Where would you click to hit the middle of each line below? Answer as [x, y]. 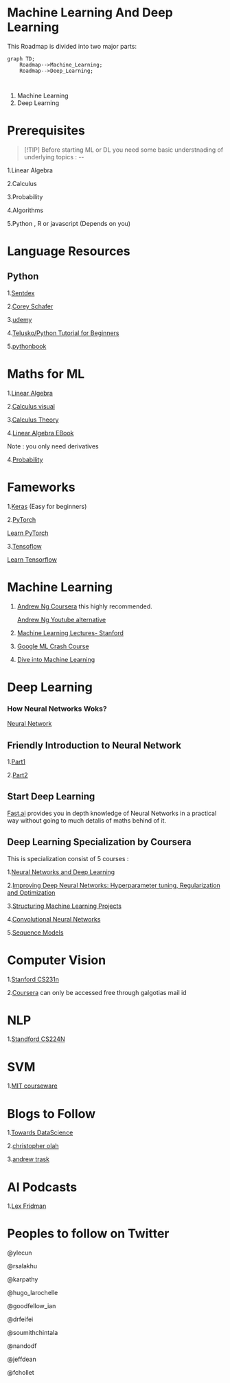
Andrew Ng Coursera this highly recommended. [84, 606]
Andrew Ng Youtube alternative [61, 619]
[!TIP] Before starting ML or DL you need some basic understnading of [124, 150]
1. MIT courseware [32, 1086]
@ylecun [20, 1253]
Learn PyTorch [28, 533]
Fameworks [41, 487]
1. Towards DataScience [40, 1133]
